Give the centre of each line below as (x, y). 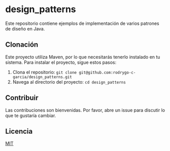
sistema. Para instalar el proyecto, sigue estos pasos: (61, 62)
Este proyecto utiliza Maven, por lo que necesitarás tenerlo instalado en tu (83, 57)
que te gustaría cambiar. (31, 116)
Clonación (22, 45)
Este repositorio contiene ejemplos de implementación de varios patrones (82, 23)
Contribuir (22, 98)
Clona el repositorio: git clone (45, 72)
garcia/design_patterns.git (42, 77)
